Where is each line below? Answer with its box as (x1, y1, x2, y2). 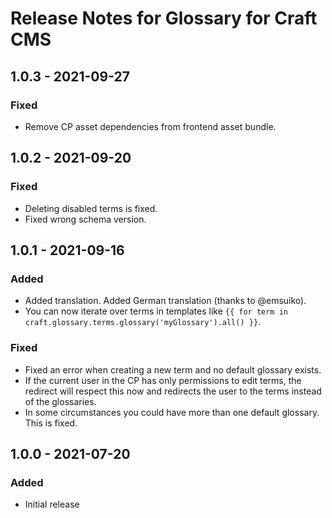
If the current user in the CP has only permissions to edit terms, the (24, 374, 302, 386)
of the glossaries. (24, 395, 97, 407)
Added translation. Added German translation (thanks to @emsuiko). (24, 295, 307, 307)
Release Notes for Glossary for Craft (10, 7, 318, 30)
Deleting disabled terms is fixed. (24, 202, 158, 214)
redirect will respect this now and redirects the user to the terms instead (24, 385, 322, 397)
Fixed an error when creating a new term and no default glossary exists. (24, 363, 322, 376)
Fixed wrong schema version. (24, 213, 147, 225)
